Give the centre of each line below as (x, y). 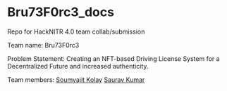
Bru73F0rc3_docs (61, 12)
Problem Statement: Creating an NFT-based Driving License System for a (114, 58)
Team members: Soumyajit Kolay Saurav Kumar (76, 79)
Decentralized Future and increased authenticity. (78, 66)
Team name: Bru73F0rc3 (43, 45)
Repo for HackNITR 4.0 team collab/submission (76, 31)
